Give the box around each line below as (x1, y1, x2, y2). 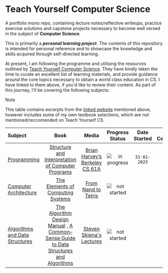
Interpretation (44, 156, 76, 163)
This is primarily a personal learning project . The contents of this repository (5, 40, 163, 46)
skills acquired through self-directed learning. (5, 51, 99, 57)
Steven (83, 225, 100, 232)
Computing (47, 189, 73, 196)
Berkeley (81, 159, 102, 166)
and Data (7, 231, 29, 238)
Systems (50, 195, 71, 202)
